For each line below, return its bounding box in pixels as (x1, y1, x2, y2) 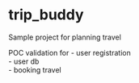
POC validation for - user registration (8, 48, 131, 57)
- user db (8, 56, 40, 66)
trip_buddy (8, 6, 84, 24)
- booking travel (8, 64, 62, 74)
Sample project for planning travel (8, 32, 121, 42)
